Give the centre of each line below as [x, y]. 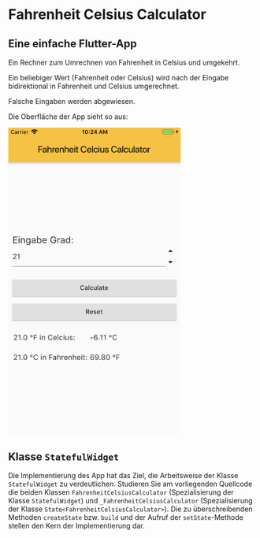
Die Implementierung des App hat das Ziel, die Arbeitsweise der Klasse [123, 476]
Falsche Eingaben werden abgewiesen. [72, 101]
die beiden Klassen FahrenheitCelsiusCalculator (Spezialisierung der [121, 492]
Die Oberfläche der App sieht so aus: [68, 117]
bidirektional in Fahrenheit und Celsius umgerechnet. [94, 86]
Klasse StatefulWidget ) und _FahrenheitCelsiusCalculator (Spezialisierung [131, 501]
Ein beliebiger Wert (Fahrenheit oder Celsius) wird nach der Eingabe [119, 78]
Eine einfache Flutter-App [72, 44]
